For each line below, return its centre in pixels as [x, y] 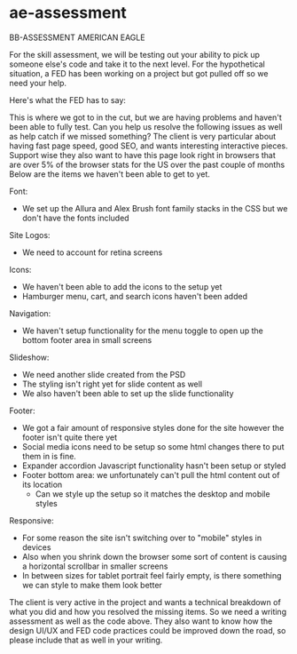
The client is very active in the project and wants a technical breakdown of [145, 602]
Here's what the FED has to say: [68, 100]
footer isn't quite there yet [70, 437]
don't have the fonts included [76, 218]
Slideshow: [29, 357]
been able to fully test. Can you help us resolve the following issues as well [146, 126]
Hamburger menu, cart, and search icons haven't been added [135, 296]
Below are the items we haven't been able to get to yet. [109, 174]
